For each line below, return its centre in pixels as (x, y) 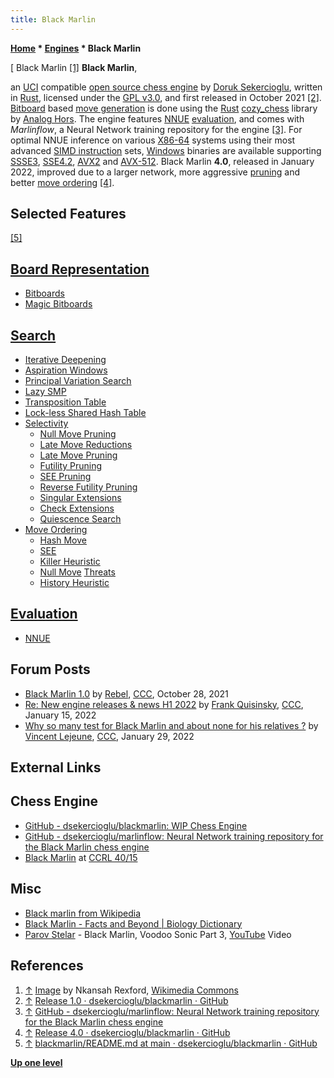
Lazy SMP (45, 392)
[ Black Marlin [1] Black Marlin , (74, 67)
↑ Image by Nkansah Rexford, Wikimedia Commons (131, 990)
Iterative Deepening (65, 360)
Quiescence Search (80, 519)
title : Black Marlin (53, 19)
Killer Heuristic (70, 562)
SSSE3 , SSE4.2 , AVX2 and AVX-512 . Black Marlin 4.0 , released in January (162, 161)
